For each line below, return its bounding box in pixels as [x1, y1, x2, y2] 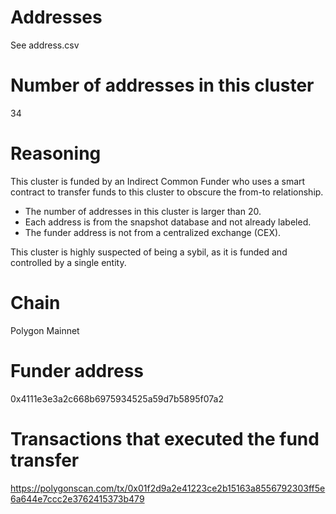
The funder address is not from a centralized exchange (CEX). [24, 226, 282, 238]
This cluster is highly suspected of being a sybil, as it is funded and [10, 246, 288, 258]
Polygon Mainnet [10, 324, 80, 336]
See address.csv [10, 39, 80, 51]
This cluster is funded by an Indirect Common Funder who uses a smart [10, 175, 306, 187]
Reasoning [10, 142, 102, 165]
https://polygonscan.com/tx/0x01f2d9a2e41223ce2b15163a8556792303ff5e [10, 482, 326, 494]
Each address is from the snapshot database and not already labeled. [24, 216, 312, 228]
